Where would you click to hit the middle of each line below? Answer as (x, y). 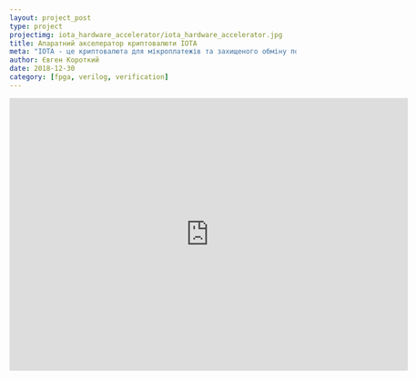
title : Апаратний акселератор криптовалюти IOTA (103, 43)
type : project (36, 26)
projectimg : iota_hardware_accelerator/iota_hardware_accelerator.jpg (146, 35)
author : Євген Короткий (55, 60)
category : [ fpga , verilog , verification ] (89, 77)
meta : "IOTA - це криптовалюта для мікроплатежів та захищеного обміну (148, 52)
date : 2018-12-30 (42, 69)
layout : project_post (51, 18)
